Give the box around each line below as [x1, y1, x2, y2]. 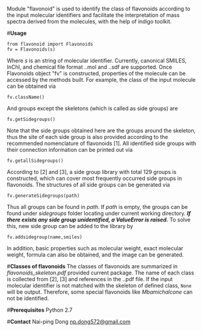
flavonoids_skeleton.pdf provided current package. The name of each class [7, 269, 194, 276]
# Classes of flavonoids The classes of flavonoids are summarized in [7, 263, 178, 270]
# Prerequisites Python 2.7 [7, 306, 73, 314]
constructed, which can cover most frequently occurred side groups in [7, 175, 182, 182]
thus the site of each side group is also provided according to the [7, 134, 168, 140]
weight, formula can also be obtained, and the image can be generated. [7, 251, 184, 258]
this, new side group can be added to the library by [7, 223, 133, 229]
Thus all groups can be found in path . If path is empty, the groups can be [7, 203, 188, 210]
